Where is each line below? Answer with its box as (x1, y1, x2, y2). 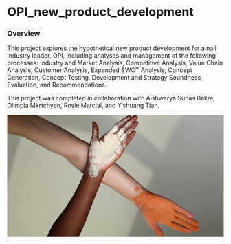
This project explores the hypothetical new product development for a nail (7, 44, 217, 52)
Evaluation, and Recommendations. (7, 80, 107, 89)
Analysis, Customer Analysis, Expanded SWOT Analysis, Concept (7, 66, 192, 74)
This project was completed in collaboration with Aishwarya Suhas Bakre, (7, 94, 215, 102)
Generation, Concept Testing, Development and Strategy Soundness (7, 74, 201, 82)
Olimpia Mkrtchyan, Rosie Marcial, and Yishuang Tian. (7, 101, 160, 110)
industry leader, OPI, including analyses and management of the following (7, 52, 217, 60)
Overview (7, 29, 41, 38)
